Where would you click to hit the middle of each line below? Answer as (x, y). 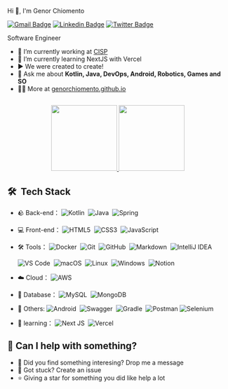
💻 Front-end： (39, 230)
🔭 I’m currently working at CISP (62, 52)
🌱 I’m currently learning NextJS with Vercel (79, 59)
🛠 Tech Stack (39, 192)
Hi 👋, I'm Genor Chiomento (46, 11)
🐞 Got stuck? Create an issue (59, 370)
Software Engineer (34, 38)
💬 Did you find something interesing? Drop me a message (100, 363)
